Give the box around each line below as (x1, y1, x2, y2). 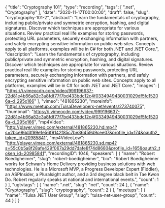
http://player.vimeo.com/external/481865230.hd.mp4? (7, 124, 117, 130)
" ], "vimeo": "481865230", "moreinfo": (34, 98, 113, 104)
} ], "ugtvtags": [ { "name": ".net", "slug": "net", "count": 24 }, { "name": (5, 182, 150, 187)
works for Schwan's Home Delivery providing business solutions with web (5, 161, 156, 167)
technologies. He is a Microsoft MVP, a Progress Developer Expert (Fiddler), (5, 166, 159, 172)
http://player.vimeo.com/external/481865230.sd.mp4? (7, 140, 117, 146)
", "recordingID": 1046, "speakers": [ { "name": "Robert (44, 150, 155, 156)
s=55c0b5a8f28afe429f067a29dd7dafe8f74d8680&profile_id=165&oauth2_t (5, 145, 161, 151)
